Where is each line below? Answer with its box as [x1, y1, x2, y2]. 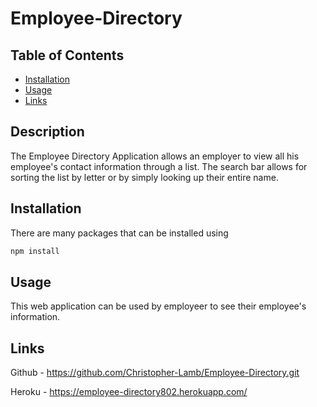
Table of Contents [10, 47, 125, 64]
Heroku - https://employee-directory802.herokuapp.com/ [10, 386, 248, 398]
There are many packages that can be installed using [10, 227, 229, 239]
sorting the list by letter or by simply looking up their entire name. [10, 171, 279, 183]
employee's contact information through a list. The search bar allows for [10, 160, 308, 172]
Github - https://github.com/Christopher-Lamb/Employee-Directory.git [10, 367, 300, 379]
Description [10, 123, 85, 141]
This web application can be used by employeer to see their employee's [10, 300, 307, 312]
